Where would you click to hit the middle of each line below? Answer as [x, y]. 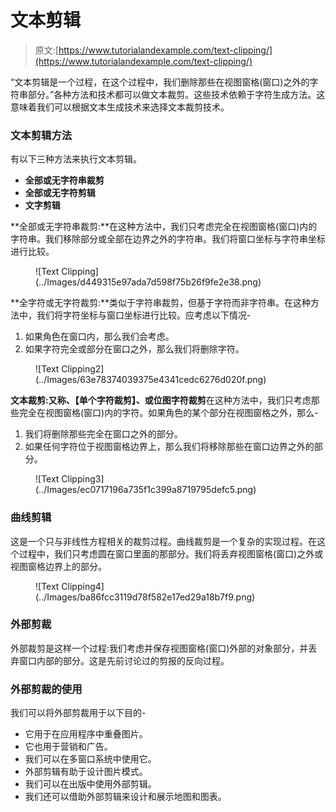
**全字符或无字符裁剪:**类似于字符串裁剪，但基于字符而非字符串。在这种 [161, 303]
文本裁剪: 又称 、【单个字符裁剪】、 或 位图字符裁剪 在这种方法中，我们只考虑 [161, 400]
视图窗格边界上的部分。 [58, 566]
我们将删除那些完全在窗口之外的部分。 [103, 434]
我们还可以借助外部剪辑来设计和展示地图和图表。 [125, 797]
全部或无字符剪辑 [60, 193]
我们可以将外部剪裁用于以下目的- [78, 713]
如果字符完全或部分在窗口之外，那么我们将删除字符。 [134, 349]
